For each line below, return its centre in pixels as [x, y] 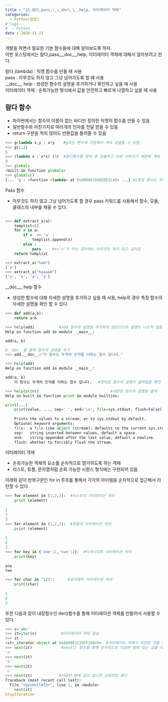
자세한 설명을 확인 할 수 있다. [40, 304]
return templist [31, 254]
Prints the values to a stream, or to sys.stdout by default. [80, 419]
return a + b [25, 318]
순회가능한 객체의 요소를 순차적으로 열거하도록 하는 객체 [66, 463]
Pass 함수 [15, 190]
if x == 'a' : [39, 235]
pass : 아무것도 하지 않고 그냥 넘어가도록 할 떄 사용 [54, 78]
